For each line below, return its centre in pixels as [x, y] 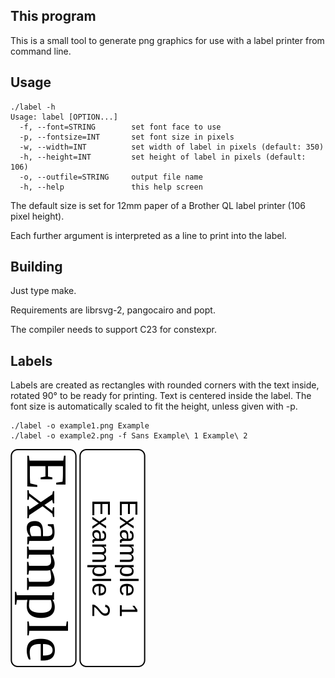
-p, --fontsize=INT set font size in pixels [127, 137]
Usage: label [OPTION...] [64, 117]
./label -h [33, 107]
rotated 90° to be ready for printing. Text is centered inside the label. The [161, 396]
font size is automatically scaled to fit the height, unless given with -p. [154, 406]
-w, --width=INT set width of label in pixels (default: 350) [172, 147]
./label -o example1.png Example [80, 426]
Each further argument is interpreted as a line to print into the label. [148, 235]
